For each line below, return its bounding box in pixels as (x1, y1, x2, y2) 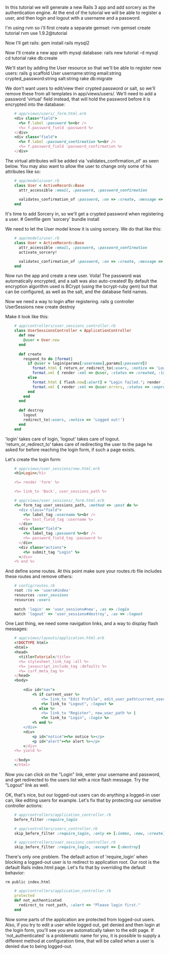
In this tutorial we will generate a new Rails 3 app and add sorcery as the (5, 5, 155, 10)
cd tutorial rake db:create (5, 55, 58, 61)
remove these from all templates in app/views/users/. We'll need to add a (5, 91, 157, 96)
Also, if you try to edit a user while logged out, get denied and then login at (5, 922, 160, 928)
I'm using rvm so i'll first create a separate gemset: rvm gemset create (5, 25, 151, 31)
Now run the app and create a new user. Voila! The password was (5, 272, 142, 279)
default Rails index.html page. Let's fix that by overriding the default (5, 865, 146, 871)
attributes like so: (5, 169, 41, 175)
